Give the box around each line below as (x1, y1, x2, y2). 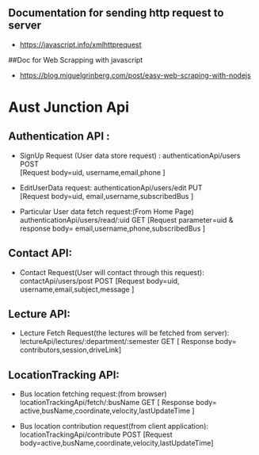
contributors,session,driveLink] (19, 345, 122, 355)
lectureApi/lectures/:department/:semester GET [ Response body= (19, 337, 237, 346)
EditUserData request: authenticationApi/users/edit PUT (19, 182, 204, 193)
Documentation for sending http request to (8, 6, 224, 20)
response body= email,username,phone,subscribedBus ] (19, 224, 206, 233)
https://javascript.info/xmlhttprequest (19, 40, 142, 49)
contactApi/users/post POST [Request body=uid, (19, 276, 180, 285)
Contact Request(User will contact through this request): (19, 267, 204, 277)
